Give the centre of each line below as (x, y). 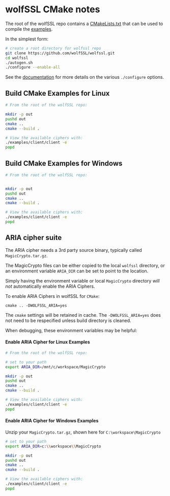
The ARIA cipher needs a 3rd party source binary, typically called (74, 250)
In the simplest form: (27, 39)
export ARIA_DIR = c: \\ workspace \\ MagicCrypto (53, 446)
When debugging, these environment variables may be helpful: (71, 330)
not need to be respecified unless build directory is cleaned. (68, 320)
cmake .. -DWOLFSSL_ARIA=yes (36, 306)
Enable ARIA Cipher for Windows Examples (52, 421)
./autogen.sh (19, 62)
